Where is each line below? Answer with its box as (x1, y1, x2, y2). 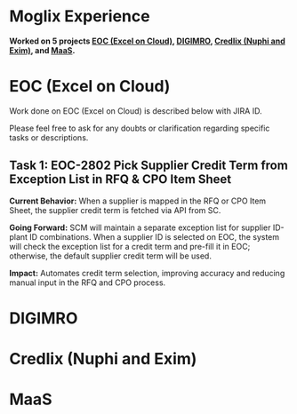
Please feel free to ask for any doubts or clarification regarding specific (9, 123, 270, 133)
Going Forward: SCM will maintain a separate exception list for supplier (9, 222, 271, 233)
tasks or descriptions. (9, 131, 89, 143)
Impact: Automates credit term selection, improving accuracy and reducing (9, 267, 285, 278)
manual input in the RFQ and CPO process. (9, 277, 166, 288)
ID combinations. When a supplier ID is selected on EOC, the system (29, 231, 280, 242)
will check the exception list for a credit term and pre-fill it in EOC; (9, 241, 251, 251)
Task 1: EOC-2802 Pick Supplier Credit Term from (9, 158, 289, 173)
